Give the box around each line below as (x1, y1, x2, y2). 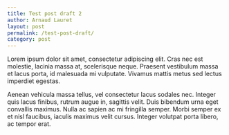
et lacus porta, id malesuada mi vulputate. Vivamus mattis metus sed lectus (7, 70, 223, 78)
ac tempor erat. (7, 120, 51, 128)
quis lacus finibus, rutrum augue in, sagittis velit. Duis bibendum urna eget (7, 98, 219, 106)
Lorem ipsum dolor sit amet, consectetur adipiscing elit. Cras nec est (7, 55, 203, 63)
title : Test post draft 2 (7, 10, 82, 17)
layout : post (7, 23, 45, 30)
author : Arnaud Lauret (7, 17, 73, 24)
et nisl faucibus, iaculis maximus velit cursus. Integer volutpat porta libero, (7, 112, 219, 121)
